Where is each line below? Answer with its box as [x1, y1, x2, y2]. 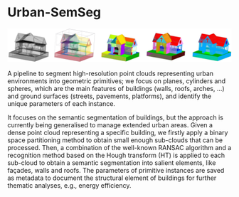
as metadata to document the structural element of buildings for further [7, 174, 217, 182]
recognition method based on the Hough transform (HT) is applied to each [7, 151, 225, 159]
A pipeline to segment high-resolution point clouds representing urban [7, 69, 214, 78]
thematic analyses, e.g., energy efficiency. [7, 181, 132, 189]
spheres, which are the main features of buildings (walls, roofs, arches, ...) [7, 84, 225, 92]
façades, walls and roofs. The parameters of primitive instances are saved [7, 166, 225, 174]
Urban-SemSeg [7, 4, 102, 21]
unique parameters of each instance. [7, 99, 116, 107]
